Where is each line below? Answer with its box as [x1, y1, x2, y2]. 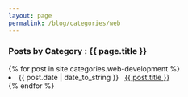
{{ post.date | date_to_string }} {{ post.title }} [19, 72, 170, 82]
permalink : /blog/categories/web [8, 19, 121, 27]
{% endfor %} [8, 81, 55, 91]
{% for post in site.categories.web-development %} [8, 63, 180, 73]
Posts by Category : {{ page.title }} [8, 46, 148, 57]
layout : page [8, 11, 52, 20]
